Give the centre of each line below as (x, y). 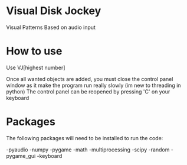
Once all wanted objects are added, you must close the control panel (90, 79)
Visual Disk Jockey (54, 11)
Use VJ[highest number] (36, 67)
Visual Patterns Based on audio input (51, 27)
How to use (34, 51)
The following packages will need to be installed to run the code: (85, 138)
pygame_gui (21, 156)
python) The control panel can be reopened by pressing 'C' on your (88, 91)
